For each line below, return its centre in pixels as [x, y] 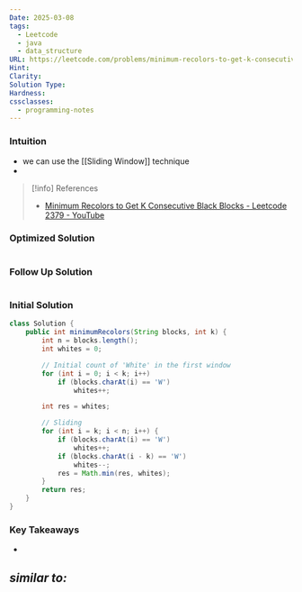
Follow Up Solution [51, 271]
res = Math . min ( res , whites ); [114, 473]
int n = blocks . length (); [90, 341]
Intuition [28, 141]
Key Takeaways [44, 530]
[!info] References [65, 188]
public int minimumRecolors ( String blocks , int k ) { [126, 332]
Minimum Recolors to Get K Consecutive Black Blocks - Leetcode [166, 205]
